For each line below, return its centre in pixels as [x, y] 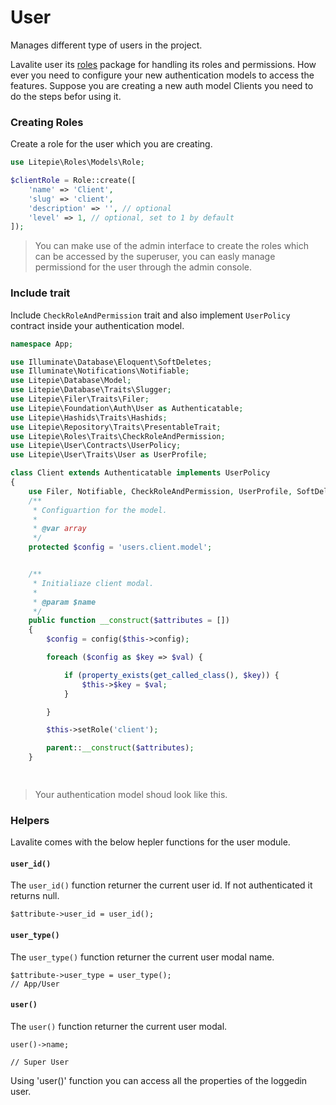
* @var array [59, 529]
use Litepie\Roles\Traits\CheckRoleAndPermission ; [118, 436]
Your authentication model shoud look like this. [131, 794]
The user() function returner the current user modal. [119, 1026]
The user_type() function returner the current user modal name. [142, 957]
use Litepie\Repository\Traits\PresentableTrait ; [116, 427]
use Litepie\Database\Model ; [71, 381]
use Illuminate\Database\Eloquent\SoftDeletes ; [111, 362]
